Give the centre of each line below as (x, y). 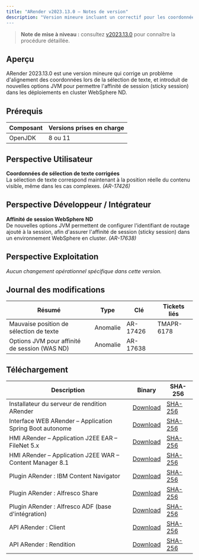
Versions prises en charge (86, 128)
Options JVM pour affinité (45, 341)
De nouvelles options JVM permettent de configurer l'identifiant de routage (98, 225)
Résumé (49, 310)
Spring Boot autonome (41, 428)
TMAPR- (170, 324)
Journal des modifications (56, 290)
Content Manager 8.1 (39, 463)
